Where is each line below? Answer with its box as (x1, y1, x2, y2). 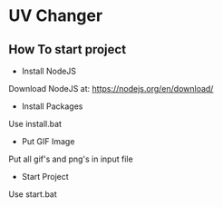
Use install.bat (8, 119, 63, 129)
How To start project (8, 42, 127, 57)
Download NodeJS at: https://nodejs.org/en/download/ (8, 84, 214, 94)
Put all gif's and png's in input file (8, 153, 133, 164)
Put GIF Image (21, 136, 75, 146)
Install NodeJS (21, 65, 77, 76)
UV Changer (8, 5, 103, 26)
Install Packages (21, 101, 83, 112)
